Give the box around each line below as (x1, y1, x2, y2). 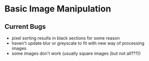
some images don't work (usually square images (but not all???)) (11, 50, 141, 56)
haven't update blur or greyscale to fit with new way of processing (11, 40, 145, 46)
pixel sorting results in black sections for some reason (11, 35, 120, 41)
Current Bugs (4, 23, 46, 31)
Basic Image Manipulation (4, 3, 111, 14)
